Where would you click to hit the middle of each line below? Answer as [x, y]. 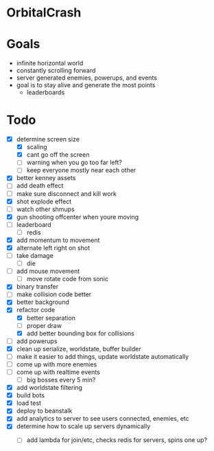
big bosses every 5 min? [61, 380]
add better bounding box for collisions [80, 333]
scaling [37, 147]
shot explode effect [44, 201]
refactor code [36, 310]
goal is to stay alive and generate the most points [86, 85]
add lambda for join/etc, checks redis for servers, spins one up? [117, 440]
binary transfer [37, 287]
